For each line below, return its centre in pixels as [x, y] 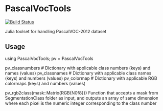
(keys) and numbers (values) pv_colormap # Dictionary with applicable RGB [81, 78]
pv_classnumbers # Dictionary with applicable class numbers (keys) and [78, 68]
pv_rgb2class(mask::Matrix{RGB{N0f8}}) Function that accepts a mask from [81, 92]
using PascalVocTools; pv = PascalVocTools [49, 58]
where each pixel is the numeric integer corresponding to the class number [81, 103]
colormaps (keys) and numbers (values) [45, 83]
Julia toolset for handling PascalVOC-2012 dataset [56, 31]
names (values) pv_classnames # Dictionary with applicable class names [78, 73]
